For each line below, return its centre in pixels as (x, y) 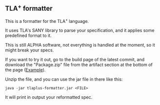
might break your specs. (30, 50)
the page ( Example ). (25, 70)
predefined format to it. (29, 35)
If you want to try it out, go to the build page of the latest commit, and (75, 60)
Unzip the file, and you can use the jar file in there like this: (64, 79)
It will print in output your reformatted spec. (49, 97)
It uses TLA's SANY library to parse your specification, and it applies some (80, 31)
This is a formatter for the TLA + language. (47, 20)
